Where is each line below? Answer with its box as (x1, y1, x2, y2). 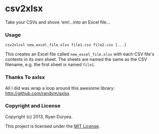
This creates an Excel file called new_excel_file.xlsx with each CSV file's (5, 51, 155, 57)
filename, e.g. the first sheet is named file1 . (5, 62, 95, 68)
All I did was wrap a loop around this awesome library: (5, 85, 115, 91)
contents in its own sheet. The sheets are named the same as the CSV (5, 56, 148, 62)
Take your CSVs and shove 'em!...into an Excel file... (5, 19, 111, 25)
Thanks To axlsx (5, 74, 45, 81)
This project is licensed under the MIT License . (5, 123, 100, 129)
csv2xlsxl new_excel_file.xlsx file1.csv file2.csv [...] (5, 43, 127, 48)
